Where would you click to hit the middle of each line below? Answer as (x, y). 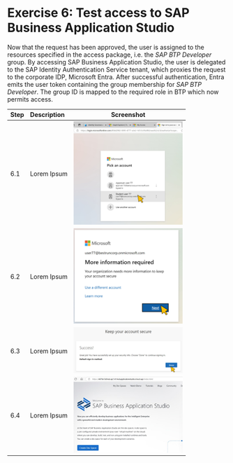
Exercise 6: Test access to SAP (98, 13)
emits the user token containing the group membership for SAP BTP (105, 84)
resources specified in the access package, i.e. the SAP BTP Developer (110, 55)
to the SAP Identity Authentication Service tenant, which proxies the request (116, 69)
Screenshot (128, 115)
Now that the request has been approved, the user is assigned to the (106, 47)
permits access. (30, 99)
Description (47, 115)
